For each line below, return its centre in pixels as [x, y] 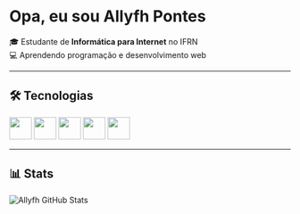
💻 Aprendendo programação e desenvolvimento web [108, 54]
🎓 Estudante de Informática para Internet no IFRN [104, 41]
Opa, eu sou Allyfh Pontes [108, 16]
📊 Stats [32, 174]
